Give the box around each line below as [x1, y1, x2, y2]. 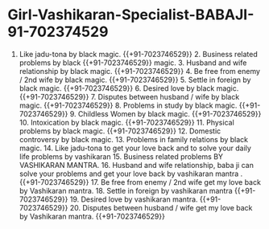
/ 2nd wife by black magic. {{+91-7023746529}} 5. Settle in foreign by [19, 75, 251, 84]
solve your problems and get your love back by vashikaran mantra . [19, 169, 243, 178]
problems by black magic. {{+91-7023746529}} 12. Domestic [19, 126, 221, 136]
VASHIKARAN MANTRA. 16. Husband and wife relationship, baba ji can [19, 160, 255, 170]
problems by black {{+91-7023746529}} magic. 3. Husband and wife [19, 58, 247, 67]
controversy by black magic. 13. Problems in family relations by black [19, 134, 249, 144]
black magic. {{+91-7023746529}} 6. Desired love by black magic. [19, 83, 239, 93]
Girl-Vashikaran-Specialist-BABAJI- [7, 6, 255, 24]
